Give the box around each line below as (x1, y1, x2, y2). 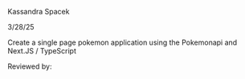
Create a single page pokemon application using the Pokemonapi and (7, 38, 238, 47)
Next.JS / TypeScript (7, 46, 77, 55)
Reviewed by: (7, 61, 52, 71)
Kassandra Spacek (7, 7, 70, 16)
